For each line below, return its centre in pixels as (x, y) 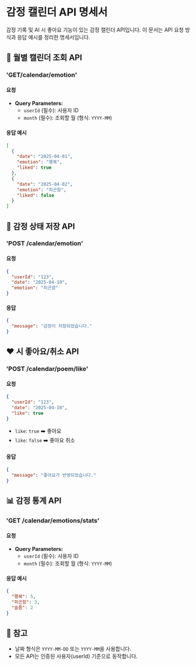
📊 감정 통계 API (34, 500)
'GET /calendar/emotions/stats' (53, 520)
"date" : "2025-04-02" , (45, 184)
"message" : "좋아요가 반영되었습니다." (54, 475)
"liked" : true (34, 168)
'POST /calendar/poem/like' (47, 369)
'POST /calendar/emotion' (45, 243)
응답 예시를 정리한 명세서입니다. (53, 37)
